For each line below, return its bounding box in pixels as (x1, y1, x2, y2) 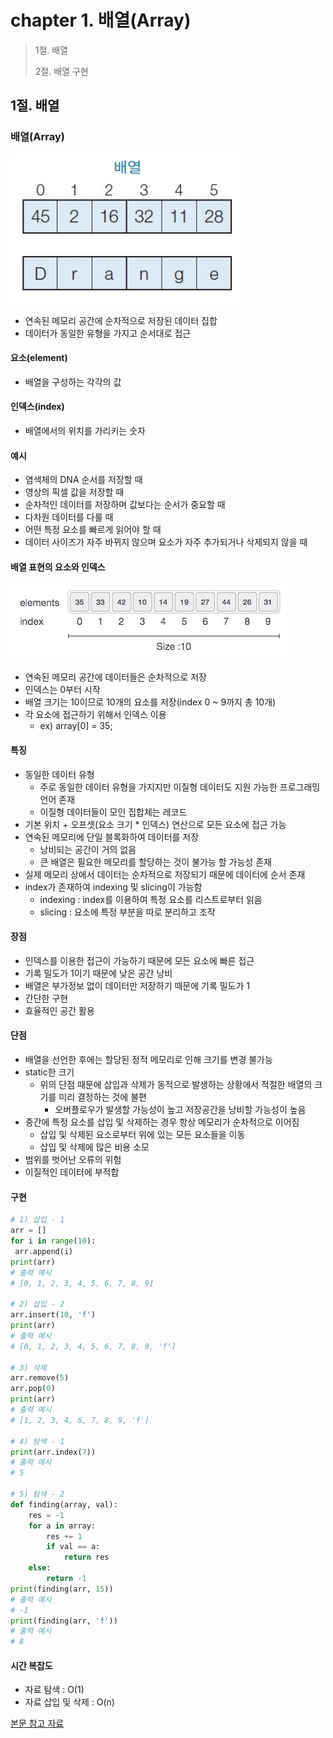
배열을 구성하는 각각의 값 (24, 376, 122, 388)
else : (28, 1563, 52, 1573)
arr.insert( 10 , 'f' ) (10, 1310, 97, 1320)
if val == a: (46, 1542, 101, 1552)
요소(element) (10, 352, 68, 364)
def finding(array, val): (10, 1499, 118, 1510)
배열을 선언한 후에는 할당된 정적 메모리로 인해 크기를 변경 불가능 (24, 1054, 273, 1066)
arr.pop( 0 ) (10, 1384, 56, 1394)
